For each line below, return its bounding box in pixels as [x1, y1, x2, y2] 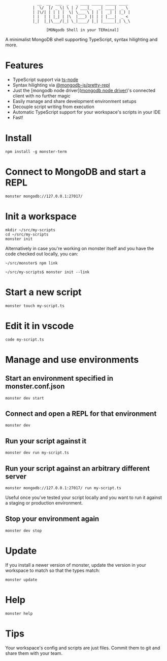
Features [5, 60, 44, 71]
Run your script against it [5, 437, 87, 445]
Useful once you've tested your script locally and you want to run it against [5, 494, 162, 500]
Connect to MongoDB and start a [5, 166, 146, 178]
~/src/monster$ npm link [5, 260, 58, 266]
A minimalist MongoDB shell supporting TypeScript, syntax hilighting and [5, 37, 158, 42]
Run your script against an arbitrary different [5, 464, 150, 472]
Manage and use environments [5, 354, 139, 365]
